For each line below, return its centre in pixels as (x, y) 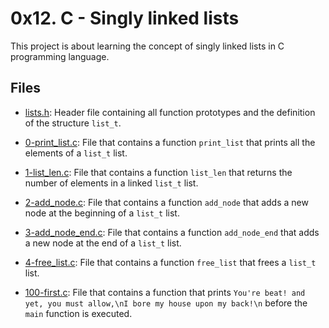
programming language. (60, 56)
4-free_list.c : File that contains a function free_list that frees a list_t (170, 262)
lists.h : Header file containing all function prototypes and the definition (170, 112)
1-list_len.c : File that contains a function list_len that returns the (158, 172)
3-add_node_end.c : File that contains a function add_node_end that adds (172, 232)
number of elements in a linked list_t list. (111, 183)
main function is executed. (78, 313)
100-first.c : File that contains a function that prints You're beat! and (165, 292)
